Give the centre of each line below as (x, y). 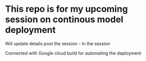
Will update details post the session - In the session (58, 43)
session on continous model (64, 19)
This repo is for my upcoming (67, 9)
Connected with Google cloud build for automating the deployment (73, 53)
